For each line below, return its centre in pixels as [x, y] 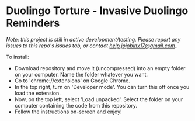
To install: [18, 57]
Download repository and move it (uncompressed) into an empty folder [100, 68]
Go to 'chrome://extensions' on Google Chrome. [72, 81]
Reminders [33, 23]
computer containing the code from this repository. [76, 105]
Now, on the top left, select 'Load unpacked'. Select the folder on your [99, 99]
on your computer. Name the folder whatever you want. [81, 74]
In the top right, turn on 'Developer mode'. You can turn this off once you [102, 87]
